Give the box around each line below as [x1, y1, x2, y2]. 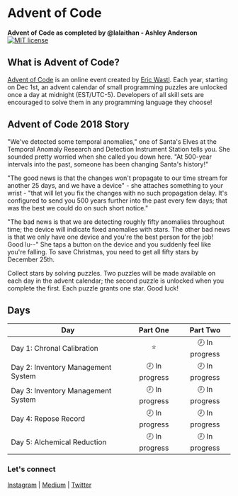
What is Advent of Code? [7, 57, 120, 69]
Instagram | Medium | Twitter [7, 480, 92, 489]
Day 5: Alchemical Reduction [11, 437, 107, 447]
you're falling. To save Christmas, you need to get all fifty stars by [7, 247, 199, 256]
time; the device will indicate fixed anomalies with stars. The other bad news [7, 225, 230, 233]
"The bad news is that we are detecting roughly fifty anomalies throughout [7, 218, 225, 226]
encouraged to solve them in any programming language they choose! [7, 98, 212, 106]
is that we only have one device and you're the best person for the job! [7, 232, 214, 241]
